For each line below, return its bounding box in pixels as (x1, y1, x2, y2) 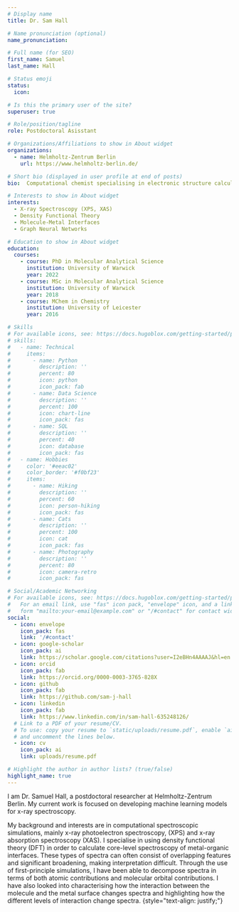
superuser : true (7, 108, 55, 115)
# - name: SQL (7, 423, 69, 430)
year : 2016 (26, 311, 59, 318)
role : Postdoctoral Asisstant (7, 127, 97, 135)
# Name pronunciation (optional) (7, 30, 107, 37)
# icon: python (7, 377, 78, 384)
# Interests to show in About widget (7, 193, 119, 200)
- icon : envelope (14, 621, 65, 628)
